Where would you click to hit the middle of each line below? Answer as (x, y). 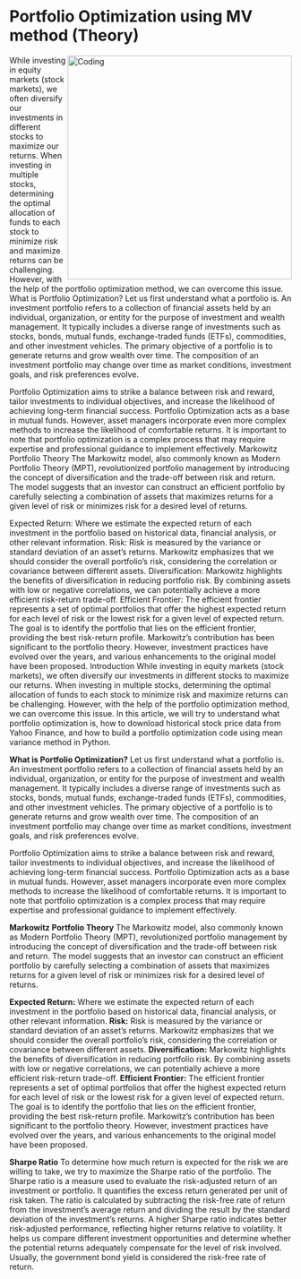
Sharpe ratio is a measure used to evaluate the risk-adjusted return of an (143, 1180)
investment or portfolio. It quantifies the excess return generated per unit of (149, 1190)
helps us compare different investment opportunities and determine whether (150, 1238)
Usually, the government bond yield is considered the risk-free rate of (138, 1257)
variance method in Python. (60, 742)
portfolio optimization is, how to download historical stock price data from (145, 723)
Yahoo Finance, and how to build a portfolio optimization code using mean (146, 733)
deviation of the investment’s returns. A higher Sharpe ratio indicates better (148, 1219)
